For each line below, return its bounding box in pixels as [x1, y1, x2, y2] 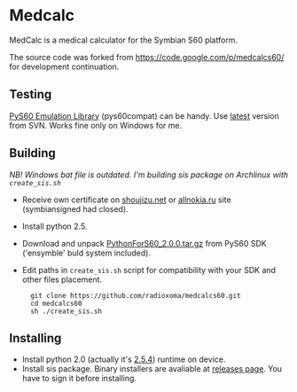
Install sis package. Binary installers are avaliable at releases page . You [21, 364, 282, 374]
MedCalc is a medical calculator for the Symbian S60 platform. [9, 35, 238, 45]
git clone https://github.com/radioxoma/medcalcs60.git [30, 291, 241, 300]
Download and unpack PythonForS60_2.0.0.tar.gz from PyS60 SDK [21, 238, 268, 248]
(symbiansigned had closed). [21, 203, 129, 214]
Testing [9, 87, 52, 102]
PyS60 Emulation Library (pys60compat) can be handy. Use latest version [9, 110, 279, 121]
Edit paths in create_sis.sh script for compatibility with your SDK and [21, 264, 277, 275]
